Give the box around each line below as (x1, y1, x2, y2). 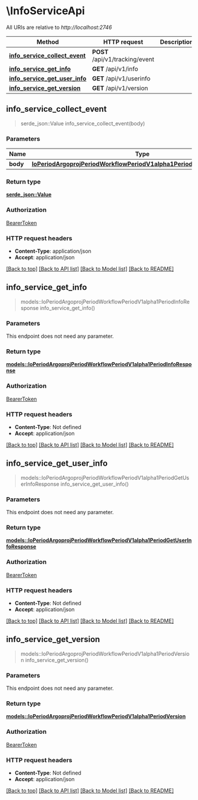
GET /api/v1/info (92, 64, 138, 73)
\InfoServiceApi (6, 4, 85, 18)
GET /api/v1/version (92, 84, 148, 92)
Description (160, 37, 194, 46)
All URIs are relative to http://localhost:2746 (6, 24, 112, 31)
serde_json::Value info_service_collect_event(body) (20, 120, 146, 127)
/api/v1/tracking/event (92, 55, 154, 63)
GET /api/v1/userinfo (92, 74, 151, 82)
